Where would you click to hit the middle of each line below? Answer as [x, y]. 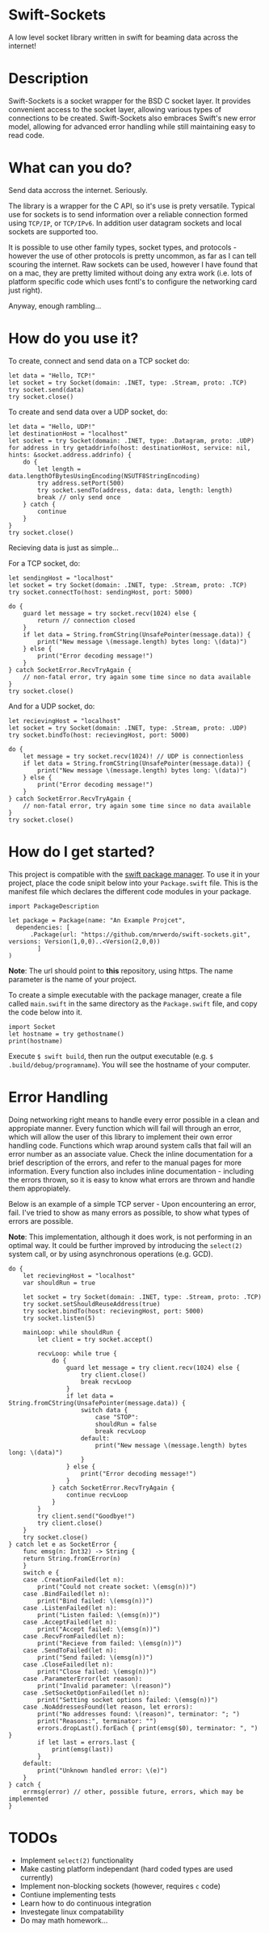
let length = [59, 469]
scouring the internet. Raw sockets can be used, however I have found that [133, 264]
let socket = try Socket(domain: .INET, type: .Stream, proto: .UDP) [128, 728]
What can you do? [70, 168]
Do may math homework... [64, 1920]
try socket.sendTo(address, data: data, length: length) [135, 490]
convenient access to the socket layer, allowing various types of [115, 109]
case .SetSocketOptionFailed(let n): [86, 1693]
